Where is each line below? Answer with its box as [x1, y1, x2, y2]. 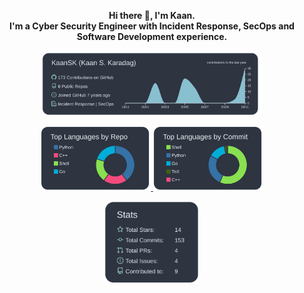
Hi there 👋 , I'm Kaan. [108, 10, 196, 21]
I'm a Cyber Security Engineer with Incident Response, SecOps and [9, 20, 295, 32]
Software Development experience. [76, 31, 228, 42]
